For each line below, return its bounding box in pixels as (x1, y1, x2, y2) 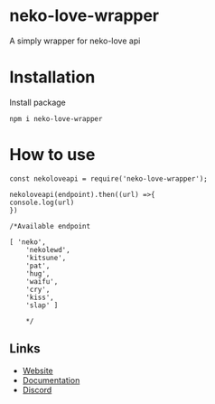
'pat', (25, 261, 51, 270)
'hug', (25, 268, 51, 278)
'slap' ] (25, 300, 59, 310)
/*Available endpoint (9, 221, 91, 230)
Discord (22, 384, 52, 395)
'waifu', (25, 277, 59, 286)
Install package (9, 97, 66, 108)
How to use (9, 145, 96, 165)
